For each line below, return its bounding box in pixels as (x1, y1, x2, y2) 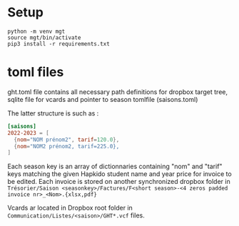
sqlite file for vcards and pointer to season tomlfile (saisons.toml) (7, 95, 198, 103)
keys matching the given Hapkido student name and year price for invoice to (7, 170, 232, 178)
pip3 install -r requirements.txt (7, 40, 111, 47)
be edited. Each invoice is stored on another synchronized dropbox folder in (7, 178, 230, 186)
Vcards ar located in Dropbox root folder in (7, 204, 133, 212)
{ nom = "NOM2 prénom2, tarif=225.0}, (14, 143, 120, 150)
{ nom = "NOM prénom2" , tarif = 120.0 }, (14, 136, 120, 143)
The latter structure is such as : (7, 108, 99, 118)
